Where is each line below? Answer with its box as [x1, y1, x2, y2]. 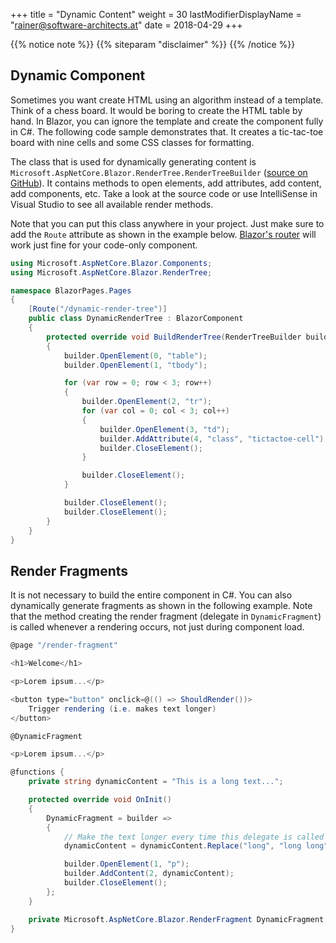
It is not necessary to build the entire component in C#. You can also [10, 589, 293, 601]
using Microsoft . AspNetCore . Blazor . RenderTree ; [10, 267, 213, 278]
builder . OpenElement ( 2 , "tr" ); [81, 397, 213, 407]
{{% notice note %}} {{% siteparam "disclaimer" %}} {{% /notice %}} [10, 39, 296, 50]
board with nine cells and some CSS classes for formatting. [10, 136, 255, 148]
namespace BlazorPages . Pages [10, 285, 132, 296]
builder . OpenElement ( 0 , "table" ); [63, 350, 208, 361]
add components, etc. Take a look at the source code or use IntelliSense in [10, 187, 318, 199]
